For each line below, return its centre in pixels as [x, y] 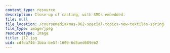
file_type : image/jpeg [29, 29]
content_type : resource [30, 10]
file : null [17, 19]
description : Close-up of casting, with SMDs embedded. [65, 15]
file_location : [21, 24]
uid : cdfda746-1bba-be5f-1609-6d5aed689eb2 [52, 43]
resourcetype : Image [27, 33]
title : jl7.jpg [21, 38]
